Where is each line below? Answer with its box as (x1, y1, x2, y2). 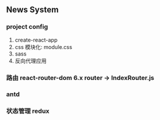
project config (6, 23, 48, 31)
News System (6, 5, 59, 15)
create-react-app (14, 36, 58, 44)
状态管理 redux (6, 107, 50, 115)
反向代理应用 (14, 57, 47, 64)
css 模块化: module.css (14, 43, 73, 50)
